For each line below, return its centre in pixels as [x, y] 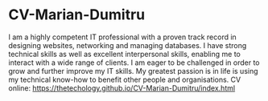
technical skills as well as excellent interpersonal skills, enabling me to [125, 54]
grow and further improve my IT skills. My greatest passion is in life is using [134, 71]
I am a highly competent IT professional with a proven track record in [123, 37]
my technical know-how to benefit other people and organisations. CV [125, 79]
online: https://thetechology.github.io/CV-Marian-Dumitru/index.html [122, 88]
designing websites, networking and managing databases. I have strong [128, 45]
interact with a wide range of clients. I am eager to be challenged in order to [134, 63]
